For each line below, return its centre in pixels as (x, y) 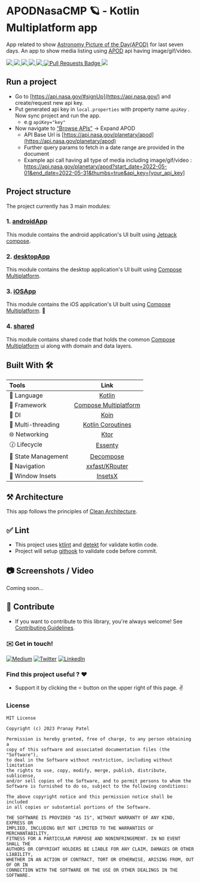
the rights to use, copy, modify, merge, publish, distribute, (87, 770)
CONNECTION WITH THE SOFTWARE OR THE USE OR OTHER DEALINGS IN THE (92, 870)
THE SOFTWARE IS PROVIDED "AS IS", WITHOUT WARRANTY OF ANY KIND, (91, 818)
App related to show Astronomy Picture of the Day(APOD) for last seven (95, 44)
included (17, 802)
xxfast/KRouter (107, 466)
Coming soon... (25, 588)
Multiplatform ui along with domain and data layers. (69, 346)
